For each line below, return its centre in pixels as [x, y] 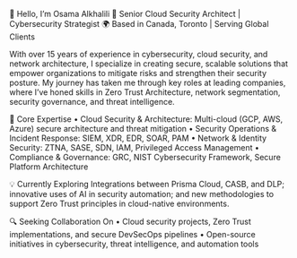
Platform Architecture [49, 167]
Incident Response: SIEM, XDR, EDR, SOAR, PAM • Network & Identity [138, 138]
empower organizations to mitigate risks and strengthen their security [138, 73]
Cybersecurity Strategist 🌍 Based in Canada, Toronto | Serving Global [139, 24]
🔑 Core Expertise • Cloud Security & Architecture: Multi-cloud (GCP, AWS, [146, 119]
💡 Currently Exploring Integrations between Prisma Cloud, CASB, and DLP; [147, 184]
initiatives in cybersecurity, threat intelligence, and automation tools [134, 244]
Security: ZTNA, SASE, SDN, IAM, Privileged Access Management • [135, 147]
